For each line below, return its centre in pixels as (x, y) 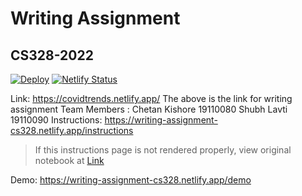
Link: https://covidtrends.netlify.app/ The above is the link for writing (151, 98)
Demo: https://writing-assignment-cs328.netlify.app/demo (131, 180)
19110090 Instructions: (56, 120)
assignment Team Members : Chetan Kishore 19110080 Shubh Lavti (149, 109)
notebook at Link (69, 160)
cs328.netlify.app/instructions (72, 130)
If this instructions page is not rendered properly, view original (163, 150)
